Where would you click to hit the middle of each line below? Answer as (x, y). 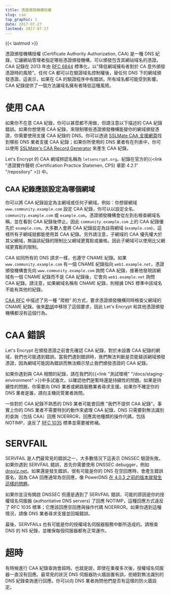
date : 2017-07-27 (24, 24)
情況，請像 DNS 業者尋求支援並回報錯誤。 (49, 513)
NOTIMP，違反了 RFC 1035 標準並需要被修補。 (54, 422)
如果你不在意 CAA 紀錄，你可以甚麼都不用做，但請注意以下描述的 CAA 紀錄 (84, 123)
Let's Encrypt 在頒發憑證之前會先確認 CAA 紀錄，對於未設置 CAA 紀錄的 (81, 350)
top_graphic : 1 (21, 19)
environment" (20, 380)
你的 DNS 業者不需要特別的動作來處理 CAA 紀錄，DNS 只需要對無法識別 (89, 410)
